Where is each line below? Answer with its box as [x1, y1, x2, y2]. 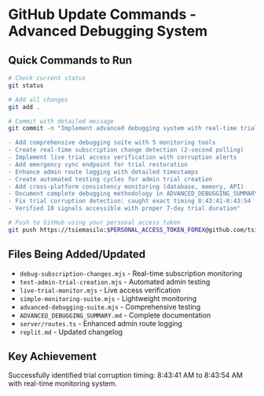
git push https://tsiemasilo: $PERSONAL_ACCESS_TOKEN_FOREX [8, 225, 206, 233]
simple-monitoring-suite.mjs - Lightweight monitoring [19, 293, 197, 303]
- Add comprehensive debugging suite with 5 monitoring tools [8, 139, 216, 147]
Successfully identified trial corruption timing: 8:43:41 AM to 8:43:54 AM [8, 371, 244, 380]
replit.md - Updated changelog [19, 327, 123, 336]
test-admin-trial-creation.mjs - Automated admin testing [19, 277, 211, 286]
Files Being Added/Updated [8, 247, 146, 261]
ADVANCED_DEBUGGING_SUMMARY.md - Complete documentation [19, 310, 211, 320]
